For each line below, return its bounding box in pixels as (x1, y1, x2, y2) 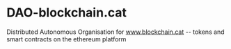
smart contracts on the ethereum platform (6, 35, 127, 43)
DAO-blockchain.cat (6, 5, 127, 21)
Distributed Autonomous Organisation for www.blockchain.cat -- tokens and (6, 28, 225, 36)
